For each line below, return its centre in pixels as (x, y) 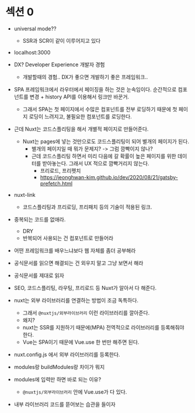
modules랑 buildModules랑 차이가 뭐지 (59, 367)
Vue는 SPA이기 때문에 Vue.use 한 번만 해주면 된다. (81, 342)
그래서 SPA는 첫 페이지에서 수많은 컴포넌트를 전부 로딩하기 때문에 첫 (100, 109)
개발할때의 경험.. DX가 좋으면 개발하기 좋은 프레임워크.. (85, 77)
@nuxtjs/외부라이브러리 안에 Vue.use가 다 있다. (75, 392)
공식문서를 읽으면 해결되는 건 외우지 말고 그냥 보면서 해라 (79, 263)
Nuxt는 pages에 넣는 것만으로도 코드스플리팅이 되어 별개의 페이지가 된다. (106, 141)
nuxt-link (25, 194)
